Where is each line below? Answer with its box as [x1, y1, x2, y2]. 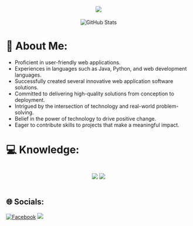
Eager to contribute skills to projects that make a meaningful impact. [14, 121, 180, 128]
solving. [14, 109, 34, 116]
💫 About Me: [6, 39, 68, 53]
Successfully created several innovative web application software [14, 77, 174, 85]
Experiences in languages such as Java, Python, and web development [14, 65, 187, 72]
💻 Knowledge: [6, 143, 80, 157]
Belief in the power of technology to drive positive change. [14, 115, 157, 122]
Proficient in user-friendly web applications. [14, 59, 121, 66]
